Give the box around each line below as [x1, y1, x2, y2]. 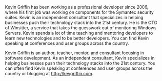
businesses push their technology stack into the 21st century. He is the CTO [5, 20, 158, 25]
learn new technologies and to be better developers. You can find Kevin [5, 35, 149, 41]
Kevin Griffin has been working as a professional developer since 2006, [5, 4, 149, 10]
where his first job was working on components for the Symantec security [5, 9, 154, 15]
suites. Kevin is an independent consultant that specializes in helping [5, 15, 143, 20]
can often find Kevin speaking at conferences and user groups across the [5, 65, 153, 71]
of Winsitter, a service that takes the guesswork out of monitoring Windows [5, 25, 157, 31]
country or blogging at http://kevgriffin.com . [5, 71, 94, 76]
